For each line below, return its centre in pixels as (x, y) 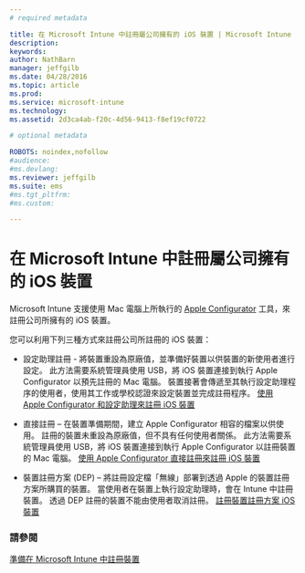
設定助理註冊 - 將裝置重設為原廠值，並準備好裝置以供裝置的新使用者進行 (159, 359)
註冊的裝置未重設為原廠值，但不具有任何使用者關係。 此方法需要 (162, 435)
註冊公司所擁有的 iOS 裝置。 (63, 320)
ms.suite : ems (37, 186)
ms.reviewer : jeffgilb (53, 177)
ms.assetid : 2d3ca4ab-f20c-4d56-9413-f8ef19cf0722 (108, 120)
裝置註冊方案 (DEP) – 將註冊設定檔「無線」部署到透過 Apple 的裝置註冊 (156, 478)
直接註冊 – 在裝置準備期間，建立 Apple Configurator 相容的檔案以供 (149, 424)
